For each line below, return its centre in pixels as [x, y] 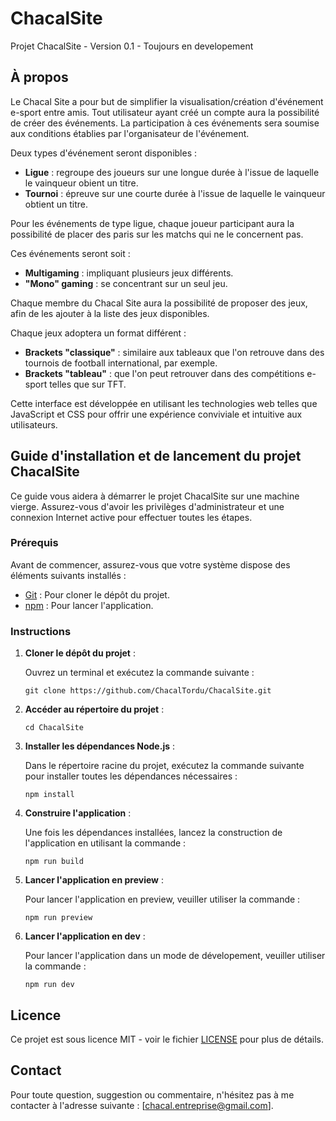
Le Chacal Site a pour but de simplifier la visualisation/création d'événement [167, 101]
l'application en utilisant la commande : [105, 843]
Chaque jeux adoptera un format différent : [98, 333]
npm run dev [49, 985]
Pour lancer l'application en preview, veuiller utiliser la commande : [162, 899]
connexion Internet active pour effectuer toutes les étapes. [131, 517]
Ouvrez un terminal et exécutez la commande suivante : [139, 673]
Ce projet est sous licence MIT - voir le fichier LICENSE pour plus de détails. [167, 1039]
